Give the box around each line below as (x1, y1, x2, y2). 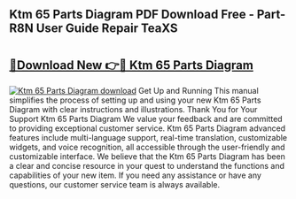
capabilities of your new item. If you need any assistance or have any (9, 170, 261, 180)
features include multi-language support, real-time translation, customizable (9, 133, 288, 142)
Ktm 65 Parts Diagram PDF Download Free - (9, 7, 254, 22)
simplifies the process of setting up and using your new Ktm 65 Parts (9, 95, 261, 105)
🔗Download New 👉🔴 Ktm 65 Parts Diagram (9, 57, 254, 73)
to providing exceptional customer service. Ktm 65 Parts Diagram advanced (9, 123, 286, 134)
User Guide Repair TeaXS (35, 21, 179, 36)
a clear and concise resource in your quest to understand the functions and (9, 161, 285, 171)
